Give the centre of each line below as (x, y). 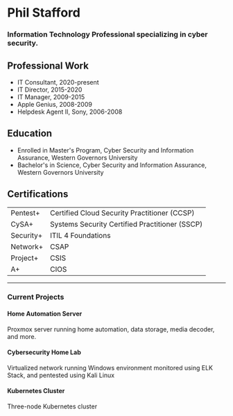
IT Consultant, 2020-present (58, 82)
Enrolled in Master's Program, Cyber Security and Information (105, 150)
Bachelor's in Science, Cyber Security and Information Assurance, (112, 165)
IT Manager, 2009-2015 (51, 97)
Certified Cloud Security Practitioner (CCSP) (122, 213)
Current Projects (36, 297)
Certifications (38, 194)
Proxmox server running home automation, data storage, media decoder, (111, 329)
